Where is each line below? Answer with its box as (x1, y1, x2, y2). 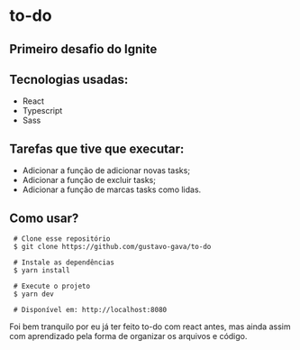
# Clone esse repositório (13, 235, 111, 244)
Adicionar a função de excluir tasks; (22, 175, 156, 186)
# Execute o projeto (13, 281, 91, 291)
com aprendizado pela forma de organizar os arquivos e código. (9, 331, 248, 342)
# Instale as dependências (13, 258, 115, 267)
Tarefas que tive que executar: (9, 141, 185, 156)
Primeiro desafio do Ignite (9, 41, 158, 57)
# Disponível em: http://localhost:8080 (13, 306, 168, 315)
